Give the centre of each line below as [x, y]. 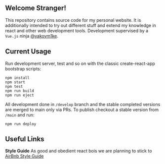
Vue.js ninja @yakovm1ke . [32, 36]
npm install [17, 78]
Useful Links [25, 139]
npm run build [20, 91]
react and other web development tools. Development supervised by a [77, 30]
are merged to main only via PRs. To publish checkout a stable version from [82, 109]
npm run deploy [21, 124]
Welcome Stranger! [36, 8]
